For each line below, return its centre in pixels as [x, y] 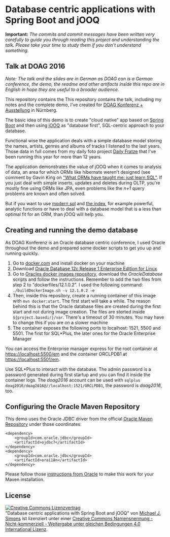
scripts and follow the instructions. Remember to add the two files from [87, 279]
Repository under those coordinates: [44, 424]
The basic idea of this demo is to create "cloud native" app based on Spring [84, 120]
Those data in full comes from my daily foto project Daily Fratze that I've [81, 151]
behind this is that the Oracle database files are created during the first [87, 306]
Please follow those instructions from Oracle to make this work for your [80, 474]
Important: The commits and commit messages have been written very [80, 34]
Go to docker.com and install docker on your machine [69, 263]
